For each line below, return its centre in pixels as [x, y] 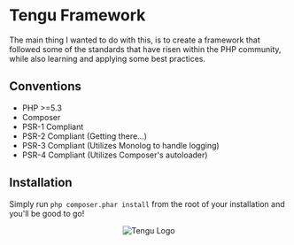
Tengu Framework [77, 15]
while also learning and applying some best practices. [108, 58]
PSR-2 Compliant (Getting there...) [85, 136]
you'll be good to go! [47, 213]
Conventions [46, 86]
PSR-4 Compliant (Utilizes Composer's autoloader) [115, 155]
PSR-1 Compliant [53, 126]
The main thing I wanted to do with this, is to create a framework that [135, 40]
